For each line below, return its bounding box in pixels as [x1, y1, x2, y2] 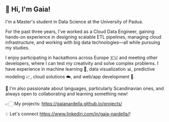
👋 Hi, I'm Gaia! [5, 5, 51, 14]
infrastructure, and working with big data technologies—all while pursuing [5, 39, 160, 45]
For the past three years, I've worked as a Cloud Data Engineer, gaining [5, 28, 155, 35]
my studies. [5, 44, 30, 51]
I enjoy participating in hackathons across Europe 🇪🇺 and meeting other [5, 54, 158, 60]
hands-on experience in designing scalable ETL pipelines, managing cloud [5, 34, 162, 40]
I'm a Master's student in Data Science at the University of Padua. [5, 18, 144, 24]
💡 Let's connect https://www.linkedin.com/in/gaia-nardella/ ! [5, 110, 131, 117]
